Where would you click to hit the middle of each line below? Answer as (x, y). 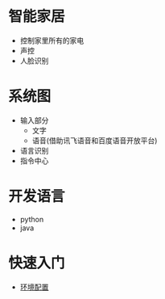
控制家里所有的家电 (52, 40)
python (32, 219)
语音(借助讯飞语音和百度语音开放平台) (95, 140)
